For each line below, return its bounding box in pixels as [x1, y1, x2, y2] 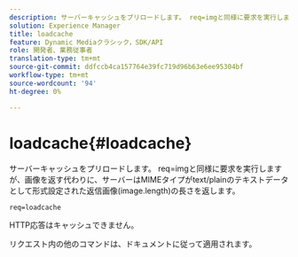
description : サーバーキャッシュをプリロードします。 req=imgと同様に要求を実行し [9, 12, 284, 22]
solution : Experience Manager [9, 21, 122, 30]
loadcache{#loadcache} [9, 133, 192, 153]
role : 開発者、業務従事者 [9, 46, 93, 55]
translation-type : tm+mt [9, 54, 101, 63]
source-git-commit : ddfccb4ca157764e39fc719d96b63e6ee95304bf [9, 63, 244, 72]
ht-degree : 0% [9, 87, 62, 96]
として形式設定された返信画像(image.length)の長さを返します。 [9, 185, 240, 196]
